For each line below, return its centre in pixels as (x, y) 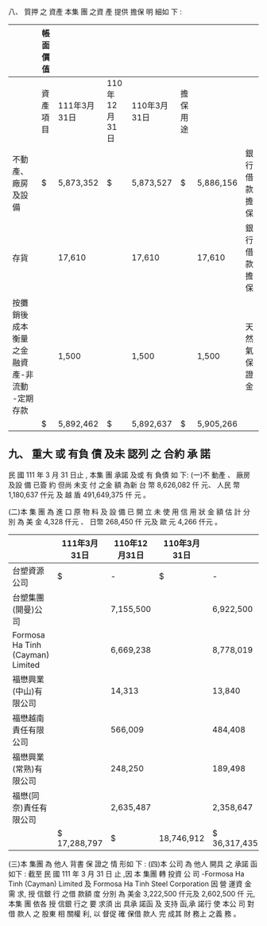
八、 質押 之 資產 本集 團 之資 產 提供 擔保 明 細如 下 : (95, 12)
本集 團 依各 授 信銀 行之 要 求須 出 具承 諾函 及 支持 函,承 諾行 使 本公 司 (127, 904)
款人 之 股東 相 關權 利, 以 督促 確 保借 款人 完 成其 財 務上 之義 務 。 (129, 913)
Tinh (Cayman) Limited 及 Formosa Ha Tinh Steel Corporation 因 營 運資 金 (130, 884)
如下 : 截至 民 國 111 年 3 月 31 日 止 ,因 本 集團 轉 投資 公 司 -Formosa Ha (126, 873)
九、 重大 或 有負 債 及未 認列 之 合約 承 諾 (109, 454)
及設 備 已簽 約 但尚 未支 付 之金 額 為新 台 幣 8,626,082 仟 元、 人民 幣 (124, 485)
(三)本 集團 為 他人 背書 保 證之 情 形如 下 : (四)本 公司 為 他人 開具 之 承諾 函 (133, 864)
